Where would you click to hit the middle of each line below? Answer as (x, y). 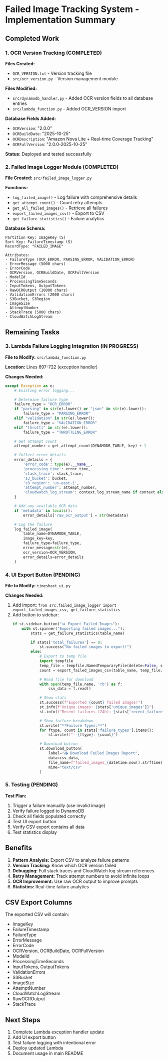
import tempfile (56, 661)
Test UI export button (34, 821)
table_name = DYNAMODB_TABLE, (52, 534)
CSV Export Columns (39, 902)
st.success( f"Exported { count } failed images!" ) (91, 703)
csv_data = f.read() (70, 689)
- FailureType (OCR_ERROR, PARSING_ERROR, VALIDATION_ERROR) (70, 259)
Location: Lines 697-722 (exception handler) (51, 367)
